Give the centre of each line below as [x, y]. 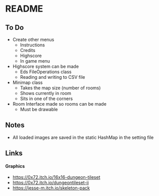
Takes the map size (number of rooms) [60, 88]
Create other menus [33, 39]
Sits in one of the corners [46, 99]
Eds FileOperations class [46, 72]
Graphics [15, 166]
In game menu [35, 61]
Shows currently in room [46, 93]
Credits [28, 50]
